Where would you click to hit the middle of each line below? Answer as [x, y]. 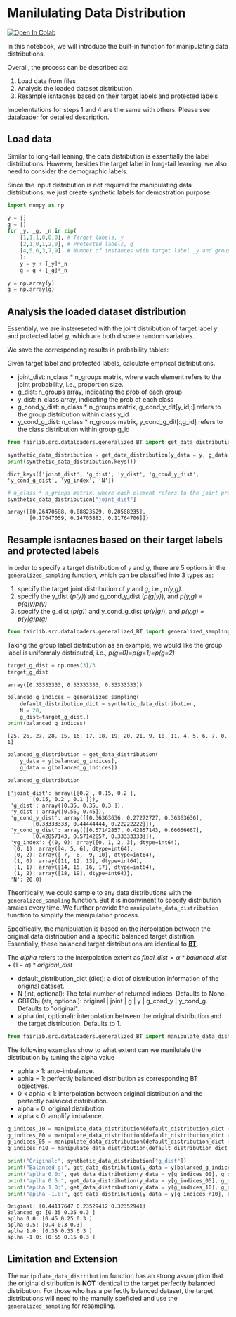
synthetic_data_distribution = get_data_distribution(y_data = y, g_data [118, 455]
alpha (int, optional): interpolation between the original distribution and [119, 1015]
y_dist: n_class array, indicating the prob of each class [96, 400]
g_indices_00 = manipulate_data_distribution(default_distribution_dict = [119, 1135]
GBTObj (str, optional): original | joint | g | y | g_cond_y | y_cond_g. [112, 1001]
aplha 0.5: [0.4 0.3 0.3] [45, 1225]
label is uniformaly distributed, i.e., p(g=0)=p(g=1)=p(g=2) [91, 653]
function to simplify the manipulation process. [73, 915]
